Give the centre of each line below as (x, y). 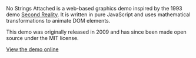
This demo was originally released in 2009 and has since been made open (96, 32)
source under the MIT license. (42, 38)
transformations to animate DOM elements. (58, 21)
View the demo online (32, 49)
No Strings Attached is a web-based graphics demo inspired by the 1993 (94, 8)
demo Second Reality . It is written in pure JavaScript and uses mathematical (98, 14)
